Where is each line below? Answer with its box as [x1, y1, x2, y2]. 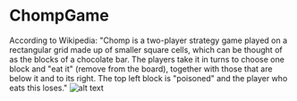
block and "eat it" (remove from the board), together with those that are [9, 63, 273, 74]
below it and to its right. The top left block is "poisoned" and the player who [9, 72, 288, 83]
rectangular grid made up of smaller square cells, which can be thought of [9, 44, 284, 55]
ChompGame [9, 5, 110, 26]
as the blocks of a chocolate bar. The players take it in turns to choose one [9, 54, 284, 64]
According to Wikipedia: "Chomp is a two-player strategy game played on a [9, 35, 288, 46]
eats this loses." [9, 82, 68, 93]
